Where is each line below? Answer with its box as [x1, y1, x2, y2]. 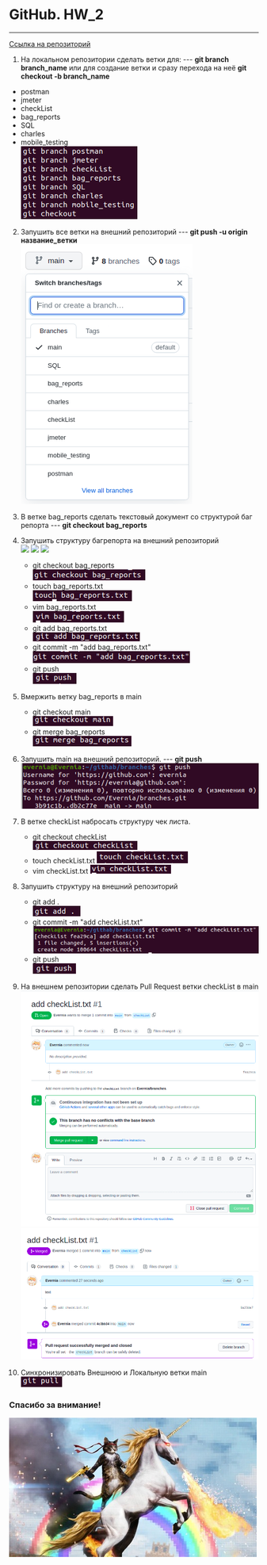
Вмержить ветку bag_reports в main [20, 691, 142, 701]
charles [20, 128, 46, 138]
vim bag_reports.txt [32, 602, 97, 611]
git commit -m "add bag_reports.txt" [32, 642, 151, 652]
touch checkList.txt [32, 856, 96, 866]
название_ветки [20, 235, 78, 245]
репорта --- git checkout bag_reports [20, 520, 147, 530]
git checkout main [32, 707, 91, 717]
